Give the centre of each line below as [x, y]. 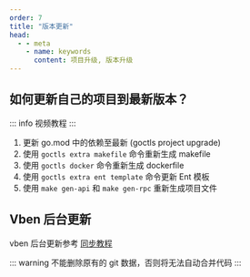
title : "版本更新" [42, 26]
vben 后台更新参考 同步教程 [61, 243]
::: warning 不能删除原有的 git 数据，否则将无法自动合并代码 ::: [125, 262]
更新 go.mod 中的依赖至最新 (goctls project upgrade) [121, 142]
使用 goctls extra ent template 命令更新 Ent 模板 [116, 176]
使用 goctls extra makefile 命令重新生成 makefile [116, 154]
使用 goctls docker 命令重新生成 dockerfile [103, 165]
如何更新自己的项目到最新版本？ [99, 100]
